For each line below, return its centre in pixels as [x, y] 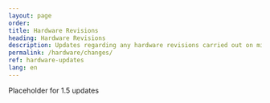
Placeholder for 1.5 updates [53, 90]
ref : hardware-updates [46, 61]
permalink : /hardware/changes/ [61, 53]
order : [19, 23]
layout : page [30, 16]
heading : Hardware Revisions [57, 38]
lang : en [23, 68]
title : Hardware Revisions [53, 30]
